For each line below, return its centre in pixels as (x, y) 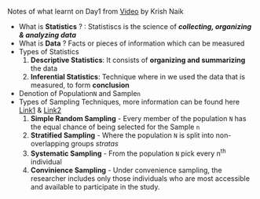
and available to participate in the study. (95, 186)
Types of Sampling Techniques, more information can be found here (129, 102)
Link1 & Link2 (40, 110)
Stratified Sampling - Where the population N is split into (122, 135)
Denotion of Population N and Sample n (79, 93)
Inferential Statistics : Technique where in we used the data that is (137, 77)
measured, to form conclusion (80, 85)
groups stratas (95, 144)
